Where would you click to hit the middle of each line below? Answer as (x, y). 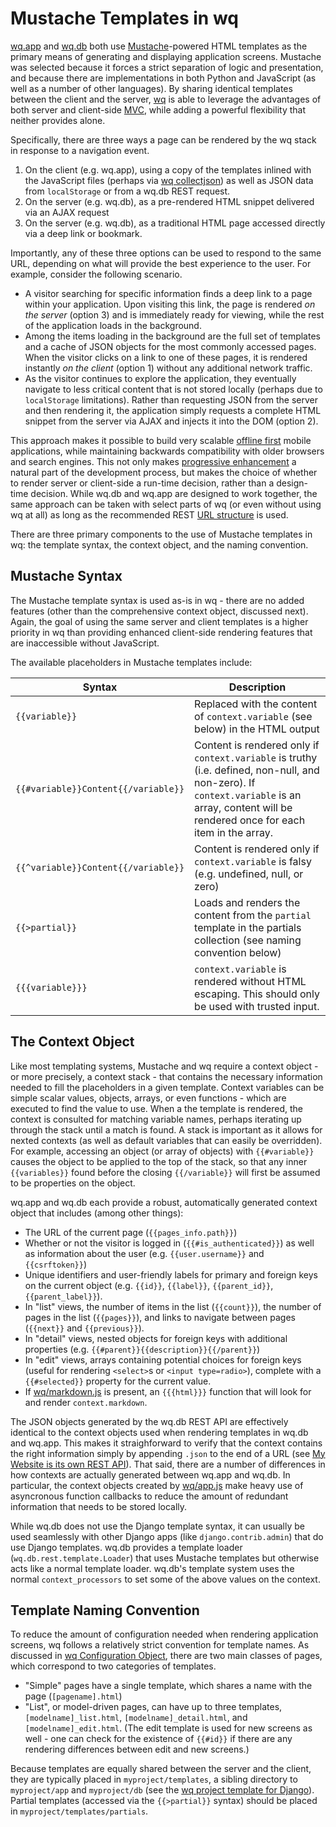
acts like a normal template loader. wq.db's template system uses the (152, 1568)
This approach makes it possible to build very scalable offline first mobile (161, 440)
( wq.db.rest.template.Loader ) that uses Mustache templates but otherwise (165, 1558)
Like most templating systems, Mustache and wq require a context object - (164, 1066)
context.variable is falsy (253, 861)
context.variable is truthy (256, 757)
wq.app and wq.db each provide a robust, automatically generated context (164, 1202)
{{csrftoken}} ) (55, 1264)
